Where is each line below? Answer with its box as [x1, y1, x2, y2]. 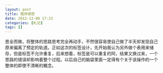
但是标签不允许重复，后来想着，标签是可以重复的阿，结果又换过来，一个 [13, 51, 158, 57]
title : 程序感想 [5, 12, 35, 16]
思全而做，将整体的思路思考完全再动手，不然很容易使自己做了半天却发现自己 [5, 39, 158, 45]
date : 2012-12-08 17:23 [5, 16, 53, 21]
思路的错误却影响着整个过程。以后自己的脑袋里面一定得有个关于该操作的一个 [5, 57, 158, 62]
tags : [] [5, 25, 23, 30]
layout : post [5, 7, 32, 12]
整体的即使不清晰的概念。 [5, 63, 56, 69]
